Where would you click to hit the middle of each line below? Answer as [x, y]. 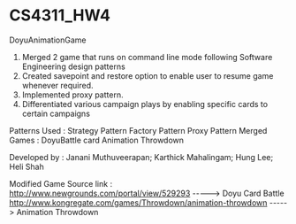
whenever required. [58, 85]
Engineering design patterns [73, 66]
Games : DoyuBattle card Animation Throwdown [96, 140]
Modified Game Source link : [61, 183]
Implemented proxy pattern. [72, 95]
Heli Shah [27, 166]
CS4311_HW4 [60, 15]
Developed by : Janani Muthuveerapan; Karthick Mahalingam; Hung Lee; [141, 157]
